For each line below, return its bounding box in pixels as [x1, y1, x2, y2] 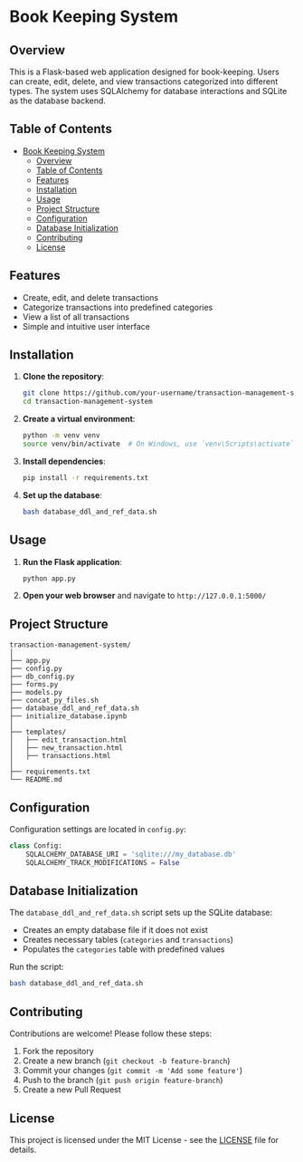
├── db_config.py [9, 672, 75, 681]
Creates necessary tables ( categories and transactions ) [22, 935, 233, 946]
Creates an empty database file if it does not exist [22, 925, 208, 936]
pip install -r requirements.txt [22, 473, 149, 482]
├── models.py [9, 688, 63, 697]
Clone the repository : [22, 371, 105, 382]
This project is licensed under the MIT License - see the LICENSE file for [9, 1134, 279, 1145]
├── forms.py [9, 680, 59, 689]
